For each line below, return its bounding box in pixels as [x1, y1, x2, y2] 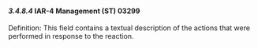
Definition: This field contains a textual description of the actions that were [8, 23, 251, 33]
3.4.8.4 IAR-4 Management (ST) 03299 [8, 6, 140, 15]
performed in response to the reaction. [8, 32, 134, 41]
